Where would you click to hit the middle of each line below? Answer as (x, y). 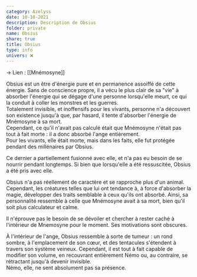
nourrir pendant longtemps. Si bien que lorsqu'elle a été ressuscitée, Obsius (98, 164)
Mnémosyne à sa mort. (34, 121)
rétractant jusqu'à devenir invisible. (49, 261)
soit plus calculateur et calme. (42, 207)
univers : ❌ (20, 56)
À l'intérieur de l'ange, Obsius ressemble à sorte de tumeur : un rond (89, 236)
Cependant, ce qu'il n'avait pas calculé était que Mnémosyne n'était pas (94, 128)
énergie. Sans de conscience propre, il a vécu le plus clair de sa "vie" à (92, 90)
